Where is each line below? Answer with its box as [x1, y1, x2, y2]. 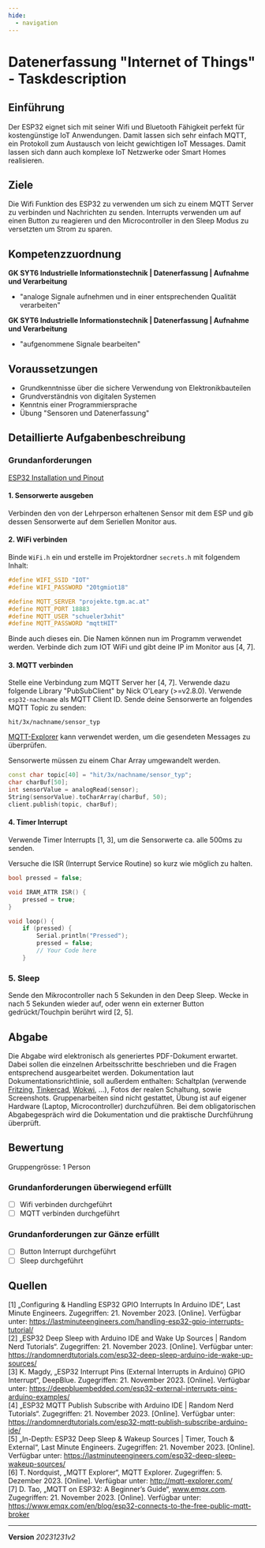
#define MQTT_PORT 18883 [8, 605, 90, 613]
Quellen [8, 1279, 47, 1292]
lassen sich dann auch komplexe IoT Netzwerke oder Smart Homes [8, 147, 226, 156]
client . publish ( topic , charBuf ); [8, 800, 118, 808]
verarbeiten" [19, 301, 61, 310]
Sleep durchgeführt [19, 1256, 84, 1265]
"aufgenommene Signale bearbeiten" [19, 339, 141, 349]
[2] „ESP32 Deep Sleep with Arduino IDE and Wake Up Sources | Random [8, 1333, 247, 1343]
